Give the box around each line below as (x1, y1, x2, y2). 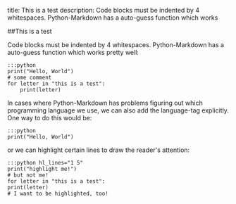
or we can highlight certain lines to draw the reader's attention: (7, 146, 190, 154)
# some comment (7, 74, 52, 81)
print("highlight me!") (7, 165, 77, 172)
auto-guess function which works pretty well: (7, 49, 139, 56)
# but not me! (7, 172, 49, 179)
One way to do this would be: (7, 114, 92, 122)
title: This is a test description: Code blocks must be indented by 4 (7, 6, 199, 14)
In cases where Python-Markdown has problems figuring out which (7, 98, 203, 107)
